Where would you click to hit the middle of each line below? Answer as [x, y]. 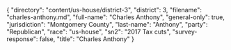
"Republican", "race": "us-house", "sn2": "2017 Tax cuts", [89, 32]
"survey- [185, 32]
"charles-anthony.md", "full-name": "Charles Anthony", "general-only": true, [116, 17]
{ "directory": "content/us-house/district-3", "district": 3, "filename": [104, 10]
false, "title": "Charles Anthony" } [87, 39]
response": [22, 39]
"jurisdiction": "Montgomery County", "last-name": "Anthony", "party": [107, 24]
